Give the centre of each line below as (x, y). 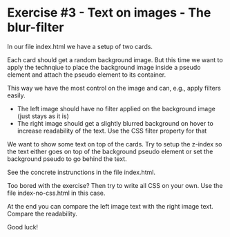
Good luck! (23, 227)
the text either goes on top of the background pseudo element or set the (110, 151)
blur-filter (36, 27)
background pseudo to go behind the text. (67, 159)
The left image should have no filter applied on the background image (116, 108)
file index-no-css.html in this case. (56, 193)
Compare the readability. (42, 214)
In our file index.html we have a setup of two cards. (80, 46)
